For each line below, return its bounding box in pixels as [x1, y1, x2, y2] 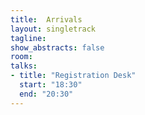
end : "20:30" [19, 89, 74, 99]
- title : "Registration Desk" [10, 71, 137, 81]
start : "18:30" [19, 80, 83, 90]
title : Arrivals [10, 14, 83, 25]
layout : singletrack [10, 24, 97, 34]
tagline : [10, 33, 47, 43]
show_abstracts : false [10, 42, 105, 53]
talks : [10, 61, 38, 71]
